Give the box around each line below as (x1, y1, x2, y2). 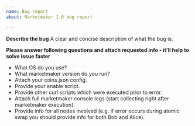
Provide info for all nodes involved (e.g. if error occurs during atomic (14, 107, 180, 114)
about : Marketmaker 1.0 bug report (6, 14, 93, 20)
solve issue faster (6, 52, 51, 60)
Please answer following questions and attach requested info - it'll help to (6, 46, 189, 53)
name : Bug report (6, 8, 49, 15)
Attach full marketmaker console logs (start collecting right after (14, 94, 169, 102)
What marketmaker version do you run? (14, 70, 110, 77)
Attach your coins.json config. (14, 76, 87, 83)
